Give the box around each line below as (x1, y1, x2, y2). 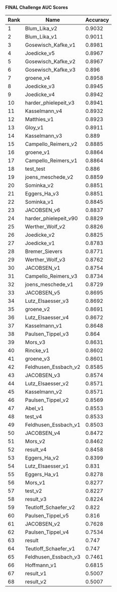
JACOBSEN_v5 (25, 289, 61, 296)
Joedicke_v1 (25, 240, 55, 246)
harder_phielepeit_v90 (25, 215, 78, 222)
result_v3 (25, 495, 47, 503)
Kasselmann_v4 (25, 108, 63, 114)
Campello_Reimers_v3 (25, 273, 78, 279)
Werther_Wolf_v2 (25, 223, 66, 230)
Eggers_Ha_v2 (25, 454, 60, 461)
